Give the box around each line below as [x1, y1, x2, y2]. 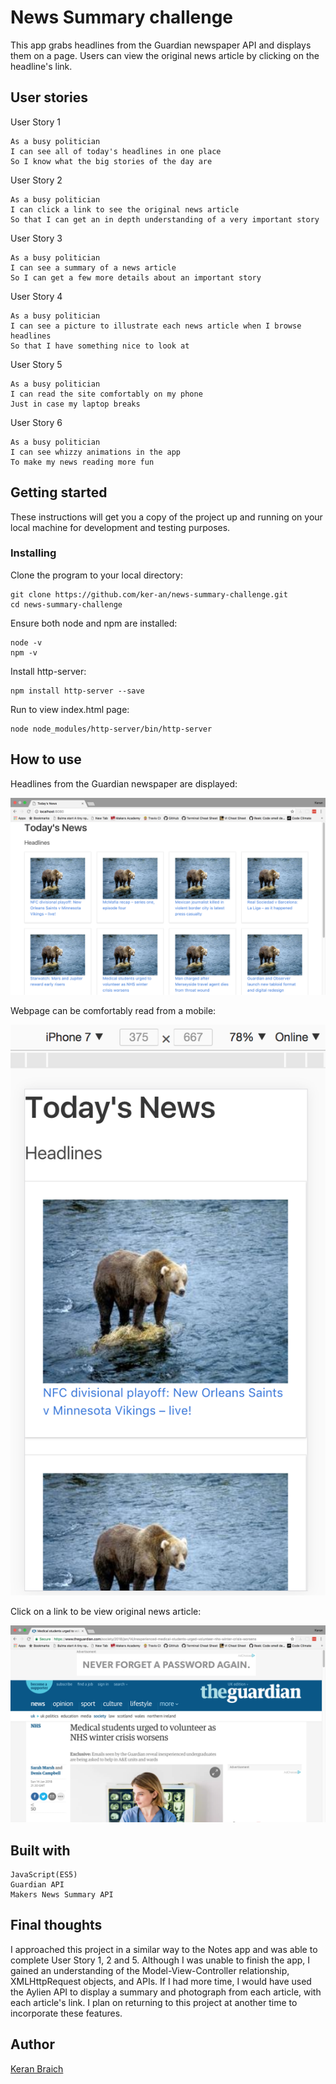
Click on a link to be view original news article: [10, 1606, 202, 1618]
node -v [10, 637, 43, 648]
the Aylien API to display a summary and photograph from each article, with [10, 1986, 322, 1998]
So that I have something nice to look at [10, 341, 190, 351]
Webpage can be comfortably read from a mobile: [10, 1004, 217, 1016]
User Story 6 [10, 416, 63, 428]
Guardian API [10, 1879, 65, 1890]
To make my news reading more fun [10, 457, 155, 467]
